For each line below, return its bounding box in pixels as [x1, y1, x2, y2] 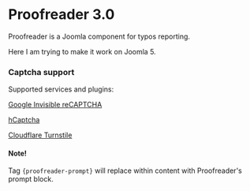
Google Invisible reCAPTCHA [8, 100, 103, 110]
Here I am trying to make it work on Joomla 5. [8, 47, 156, 56]
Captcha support [8, 66, 75, 77]
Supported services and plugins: [8, 84, 114, 94]
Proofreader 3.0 [8, 6, 115, 24]
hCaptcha [8, 115, 40, 125]
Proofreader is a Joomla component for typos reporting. [8, 32, 191, 41]
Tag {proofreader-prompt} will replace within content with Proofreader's [8, 166, 242, 175]
